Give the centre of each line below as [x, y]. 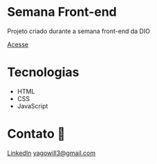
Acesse [18, 44]
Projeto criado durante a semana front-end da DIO [79, 31]
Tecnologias [43, 72]
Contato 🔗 [36, 134]
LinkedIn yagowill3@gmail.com [52, 153]
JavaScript [33, 106]
